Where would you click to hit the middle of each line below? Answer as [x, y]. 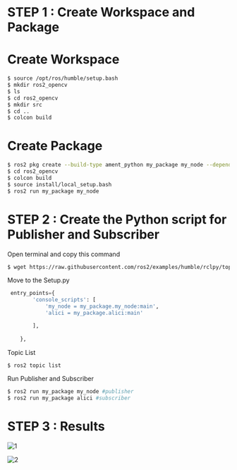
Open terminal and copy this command [64, 254]
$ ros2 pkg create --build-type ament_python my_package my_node [105, 165]
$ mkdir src [25, 104]
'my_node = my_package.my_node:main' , [102, 307]
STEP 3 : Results [56, 427]
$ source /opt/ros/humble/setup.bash [63, 78]
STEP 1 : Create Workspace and [101, 12]
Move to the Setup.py [38, 280]
